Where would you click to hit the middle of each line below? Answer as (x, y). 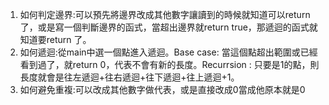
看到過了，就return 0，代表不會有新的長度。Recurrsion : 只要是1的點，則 (169, 64)
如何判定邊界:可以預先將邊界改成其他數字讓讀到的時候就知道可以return (165, 14)
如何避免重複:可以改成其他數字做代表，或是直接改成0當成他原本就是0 (162, 89)
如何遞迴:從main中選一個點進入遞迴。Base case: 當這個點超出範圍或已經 (168, 52)
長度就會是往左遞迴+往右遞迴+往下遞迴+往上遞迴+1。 (129, 77)
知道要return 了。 (55, 39)
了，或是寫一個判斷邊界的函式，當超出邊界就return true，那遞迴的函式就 (168, 27)
